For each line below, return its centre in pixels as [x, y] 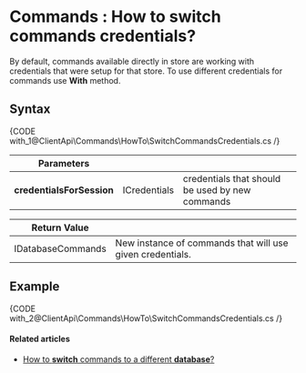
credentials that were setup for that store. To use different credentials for [146, 71]
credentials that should [232, 178]
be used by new [217, 190]
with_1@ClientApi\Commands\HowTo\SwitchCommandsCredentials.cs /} [145, 141]
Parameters [64, 163]
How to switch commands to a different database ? [118, 359]
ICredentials [148, 190]
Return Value [60, 227]
